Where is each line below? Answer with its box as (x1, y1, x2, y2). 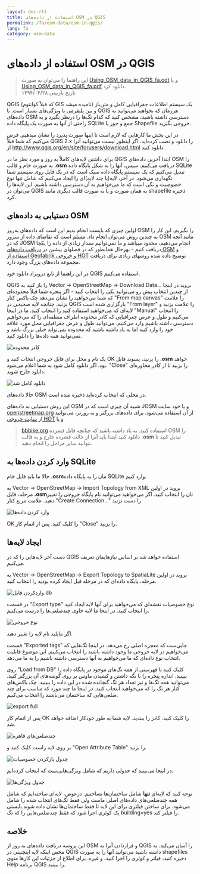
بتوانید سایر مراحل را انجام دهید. (21, 439, 93, 446)
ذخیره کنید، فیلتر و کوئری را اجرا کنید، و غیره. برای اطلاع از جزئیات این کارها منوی (7, 854, 187, 862)
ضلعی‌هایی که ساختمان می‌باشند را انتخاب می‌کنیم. (7, 691, 118, 698)
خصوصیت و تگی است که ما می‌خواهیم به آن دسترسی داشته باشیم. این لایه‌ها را (7, 181, 182, 188)
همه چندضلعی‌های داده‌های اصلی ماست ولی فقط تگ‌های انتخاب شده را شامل (7, 796, 178, 803)
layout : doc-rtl (7, 8, 47, 15)
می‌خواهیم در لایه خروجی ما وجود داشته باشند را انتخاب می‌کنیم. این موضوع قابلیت (7, 648, 189, 655)
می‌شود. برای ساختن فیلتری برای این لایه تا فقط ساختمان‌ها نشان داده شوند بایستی (7, 802, 190, 810)
